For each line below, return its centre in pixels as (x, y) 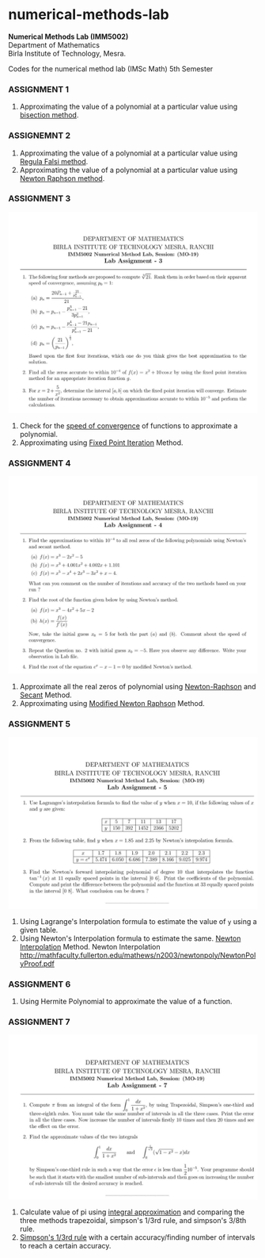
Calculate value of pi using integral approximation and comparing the (132, 1212)
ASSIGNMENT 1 (39, 89)
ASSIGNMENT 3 (40, 198)
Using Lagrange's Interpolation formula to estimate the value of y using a (138, 921)
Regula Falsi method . (54, 161)
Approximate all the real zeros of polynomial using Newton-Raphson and (138, 686)
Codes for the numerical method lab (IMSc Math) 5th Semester (111, 68)
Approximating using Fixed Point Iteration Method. (101, 443)
